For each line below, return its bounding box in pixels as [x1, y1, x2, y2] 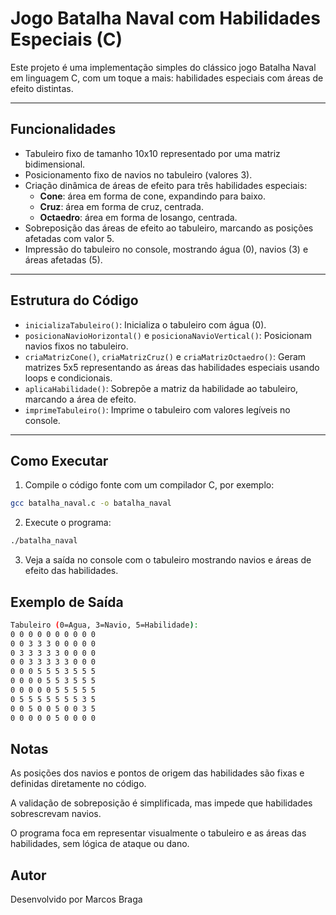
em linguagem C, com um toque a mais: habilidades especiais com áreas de [10, 72, 324, 84]
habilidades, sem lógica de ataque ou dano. [10, 838, 190, 850]
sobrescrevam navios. [10, 808, 102, 820]
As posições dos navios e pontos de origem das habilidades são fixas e [10, 767, 305, 779]
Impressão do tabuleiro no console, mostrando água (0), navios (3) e [24, 243, 309, 255]
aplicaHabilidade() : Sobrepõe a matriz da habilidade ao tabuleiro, [24, 382, 299, 394]
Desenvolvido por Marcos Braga [10, 893, 143, 906]
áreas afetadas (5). [24, 253, 103, 266]
